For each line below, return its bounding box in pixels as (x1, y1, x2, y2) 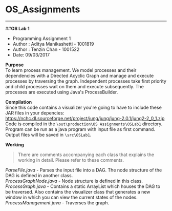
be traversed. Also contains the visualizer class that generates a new (5, 188, 150, 195)
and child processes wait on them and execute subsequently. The (5, 83, 144, 89)
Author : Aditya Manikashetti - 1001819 (12, 41, 94, 47)
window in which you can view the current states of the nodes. (5, 194, 138, 200)
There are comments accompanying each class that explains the (17, 151, 155, 158)
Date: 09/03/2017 (12, 51, 50, 57)
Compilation (5, 99, 32, 105)
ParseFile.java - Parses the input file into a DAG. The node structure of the (5, 167, 162, 173)
